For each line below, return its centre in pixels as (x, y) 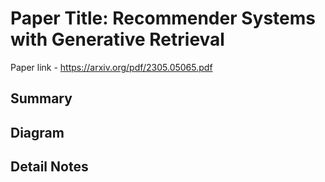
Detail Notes (49, 167)
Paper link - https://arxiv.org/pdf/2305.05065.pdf (111, 67)
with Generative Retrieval (117, 39)
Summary (41, 98)
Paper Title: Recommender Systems (163, 18)
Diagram (37, 132)
